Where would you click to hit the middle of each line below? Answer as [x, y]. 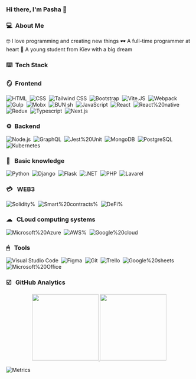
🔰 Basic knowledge [35, 160]
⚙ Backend [23, 126]
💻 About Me [25, 25]
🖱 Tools [18, 248]
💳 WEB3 [21, 189]
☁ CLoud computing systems [51, 219]
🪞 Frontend [24, 84]
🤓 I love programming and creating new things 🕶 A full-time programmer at [98, 41]
